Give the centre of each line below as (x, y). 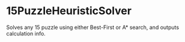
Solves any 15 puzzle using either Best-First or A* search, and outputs (92, 27)
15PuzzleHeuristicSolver (69, 11)
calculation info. (26, 33)
